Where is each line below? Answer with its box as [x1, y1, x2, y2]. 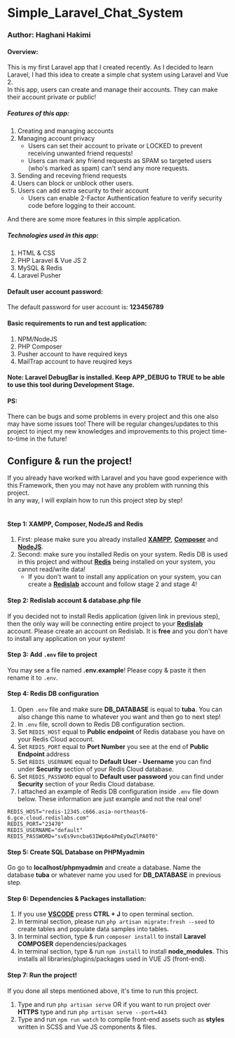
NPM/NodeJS [17, 335, 58, 343]
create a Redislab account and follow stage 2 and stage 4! [27, 580, 198, 588]
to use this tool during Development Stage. [7, 381, 135, 389]
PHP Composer [17, 342, 62, 351]
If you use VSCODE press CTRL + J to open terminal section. [17, 910, 194, 919]
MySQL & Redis [17, 264, 63, 272]
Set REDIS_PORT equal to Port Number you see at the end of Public [17, 743, 209, 751]
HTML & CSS [17, 249, 55, 257]
